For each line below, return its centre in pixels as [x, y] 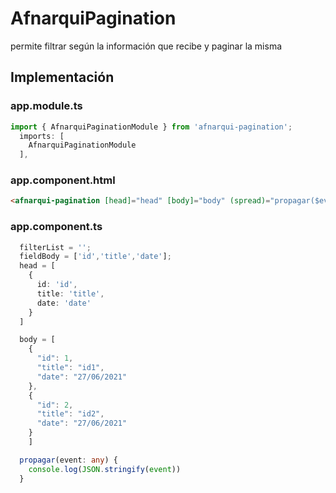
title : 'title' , [70, 293]
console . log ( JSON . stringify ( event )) [105, 469]
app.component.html [63, 180]
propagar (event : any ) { [68, 460]
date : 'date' [64, 303]
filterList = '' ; [55, 247]
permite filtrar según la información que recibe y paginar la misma [146, 46]
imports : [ [42, 136]
